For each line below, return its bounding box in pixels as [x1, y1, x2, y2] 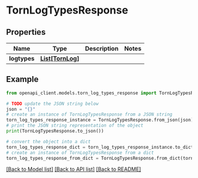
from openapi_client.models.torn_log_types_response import [6, 90, 157, 96]
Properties [6, 27, 46, 37]
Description [85, 45, 119, 52]
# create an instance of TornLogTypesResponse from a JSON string [6, 111, 173, 118]
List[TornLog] [40, 54, 80, 62]
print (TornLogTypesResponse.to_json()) [6, 128, 104, 134]
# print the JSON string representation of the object [6, 123, 144, 128]
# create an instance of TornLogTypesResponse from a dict [6, 150, 154, 156]
